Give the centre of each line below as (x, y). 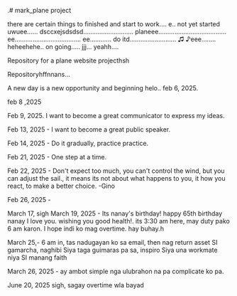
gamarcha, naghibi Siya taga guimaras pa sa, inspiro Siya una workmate (112, 250)
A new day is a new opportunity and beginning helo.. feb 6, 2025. (103, 88)
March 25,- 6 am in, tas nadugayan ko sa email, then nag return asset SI (112, 242)
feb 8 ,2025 (24, 102)
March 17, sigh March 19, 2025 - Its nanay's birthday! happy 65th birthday (115, 213)
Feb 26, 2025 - (29, 200)
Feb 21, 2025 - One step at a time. (57, 157)
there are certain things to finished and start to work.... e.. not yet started (114, 24)
